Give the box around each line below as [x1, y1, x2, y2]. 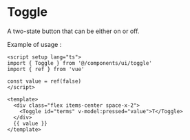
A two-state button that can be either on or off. [7, 27, 140, 35]
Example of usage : [7, 40, 62, 48]
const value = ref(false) [7, 77, 81, 85]
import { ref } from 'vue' [7, 66, 85, 72]
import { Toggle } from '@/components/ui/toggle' [7, 59, 153, 66]
